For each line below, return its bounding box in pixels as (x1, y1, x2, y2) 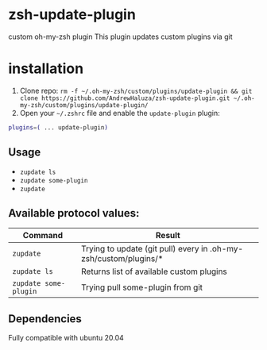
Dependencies (8, 312, 82, 325)
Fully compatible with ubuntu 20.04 (8, 333, 125, 343)
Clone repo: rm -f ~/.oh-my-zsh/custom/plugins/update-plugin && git (19, 86, 253, 95)
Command (22, 230, 64, 241)
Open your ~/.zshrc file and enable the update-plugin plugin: (19, 108, 220, 117)
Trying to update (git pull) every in (80, 244, 208, 255)
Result (155, 230, 180, 241)
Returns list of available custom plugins (80, 266, 228, 277)
